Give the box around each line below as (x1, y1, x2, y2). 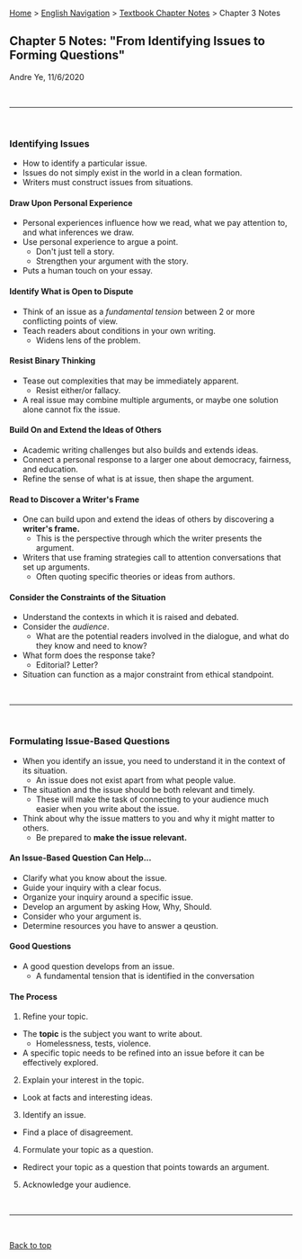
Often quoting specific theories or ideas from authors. (35, 571, 235, 582)
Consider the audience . (22, 621, 110, 633)
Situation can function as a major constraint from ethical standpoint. (22, 670, 274, 680)
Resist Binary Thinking (9, 355, 96, 366)
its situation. (22, 765, 68, 776)
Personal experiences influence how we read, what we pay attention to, (22, 218, 288, 229)
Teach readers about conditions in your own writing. (22, 325, 216, 336)
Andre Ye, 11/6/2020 (9, 71, 85, 82)
